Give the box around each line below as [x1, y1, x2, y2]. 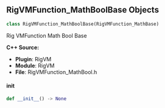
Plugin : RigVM [15, 55, 52, 62]
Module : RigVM [15, 62, 55, 69]
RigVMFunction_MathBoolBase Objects [6, 5, 160, 15]
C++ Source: [6, 44, 40, 51]
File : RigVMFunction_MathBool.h [15, 68, 97, 75]
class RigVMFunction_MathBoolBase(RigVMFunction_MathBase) [6, 21, 160, 27]
